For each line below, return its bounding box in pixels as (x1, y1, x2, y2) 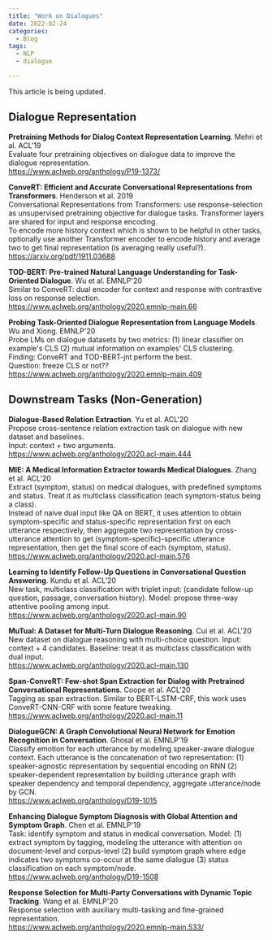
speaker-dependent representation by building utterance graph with (8, 769, 236, 779)
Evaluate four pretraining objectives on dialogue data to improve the (8, 149, 235, 159)
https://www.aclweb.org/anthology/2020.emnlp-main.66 (8, 302, 197, 311)
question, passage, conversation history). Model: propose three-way (8, 593, 238, 603)
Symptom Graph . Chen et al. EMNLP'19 (8, 820, 141, 829)
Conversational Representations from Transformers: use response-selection (8, 199, 263, 209)
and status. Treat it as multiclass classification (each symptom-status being (8, 490, 261, 500)
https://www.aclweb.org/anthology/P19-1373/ (8, 166, 161, 176)
